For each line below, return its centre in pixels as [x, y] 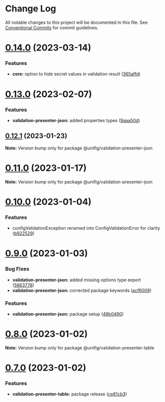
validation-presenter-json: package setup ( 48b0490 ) [68, 314]
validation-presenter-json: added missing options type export [77, 280]
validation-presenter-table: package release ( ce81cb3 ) [70, 394]
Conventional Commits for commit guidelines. [52, 27]
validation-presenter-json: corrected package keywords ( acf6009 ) [82, 290]
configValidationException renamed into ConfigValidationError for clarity [86, 228]
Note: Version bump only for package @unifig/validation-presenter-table [80, 347]
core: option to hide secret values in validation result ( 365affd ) [76, 74]
